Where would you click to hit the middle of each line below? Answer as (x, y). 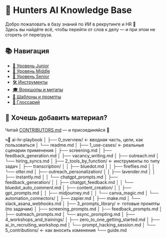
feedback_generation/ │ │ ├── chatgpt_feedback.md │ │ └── (69, 182)
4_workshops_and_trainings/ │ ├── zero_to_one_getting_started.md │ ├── (82, 219)
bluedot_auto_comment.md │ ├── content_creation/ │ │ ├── (68, 187)
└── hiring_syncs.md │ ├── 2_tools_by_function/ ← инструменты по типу (82, 161)
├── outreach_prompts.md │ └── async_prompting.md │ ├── (70, 214)
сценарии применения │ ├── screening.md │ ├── (59, 150)
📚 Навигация (27, 51)
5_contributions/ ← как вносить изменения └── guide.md (66, 230)
